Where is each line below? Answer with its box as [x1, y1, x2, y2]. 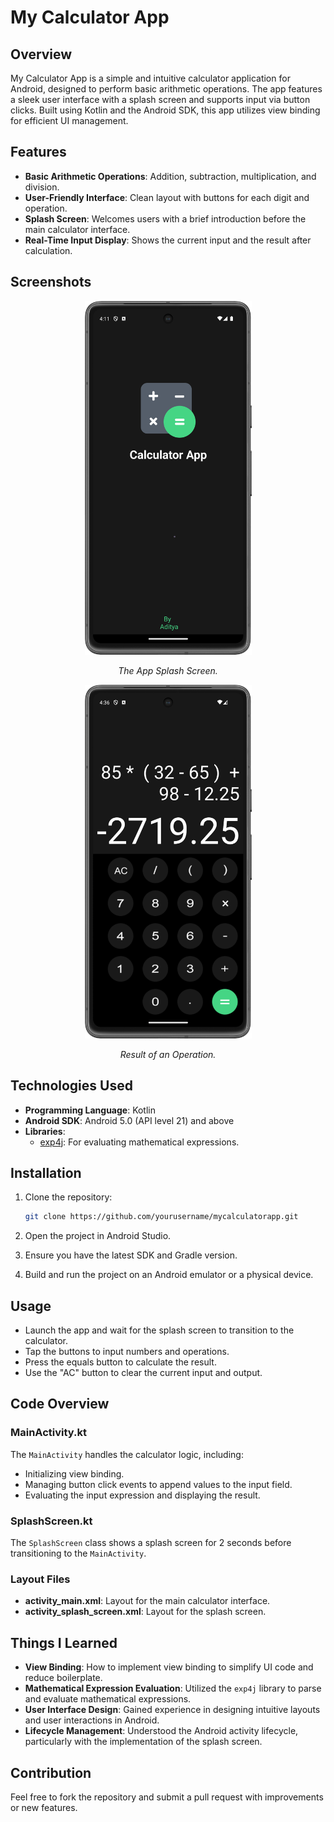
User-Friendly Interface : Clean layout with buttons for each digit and [24, 191, 310, 203]
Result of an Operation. [119, 1048, 217, 1060]
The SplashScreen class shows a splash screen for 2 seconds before [10, 1537, 292, 1549]
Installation [10, 1164, 82, 1181]
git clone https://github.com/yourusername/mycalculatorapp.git [24, 1212, 299, 1222]
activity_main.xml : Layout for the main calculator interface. [24, 1595, 271, 1607]
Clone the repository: [24, 1191, 113, 1203]
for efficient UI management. [10, 115, 129, 126]
